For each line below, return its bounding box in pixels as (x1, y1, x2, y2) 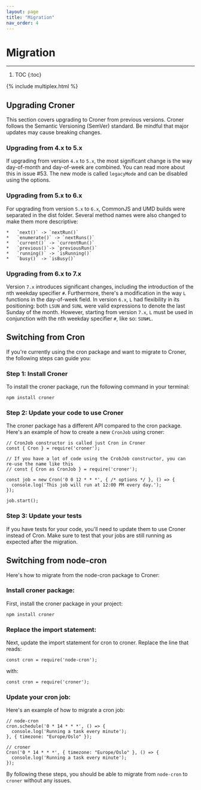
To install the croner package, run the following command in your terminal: (6, 383, 190, 390)
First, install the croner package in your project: (6, 600, 123, 607)
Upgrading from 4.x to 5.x (6, 144, 83, 152)
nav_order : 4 (6, 20, 39, 26)
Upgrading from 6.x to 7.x (6, 269, 82, 278)
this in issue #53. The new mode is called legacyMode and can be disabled (6, 170, 188, 177)
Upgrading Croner (6, 100, 75, 110)
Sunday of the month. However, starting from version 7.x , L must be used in (6, 309, 193, 316)
